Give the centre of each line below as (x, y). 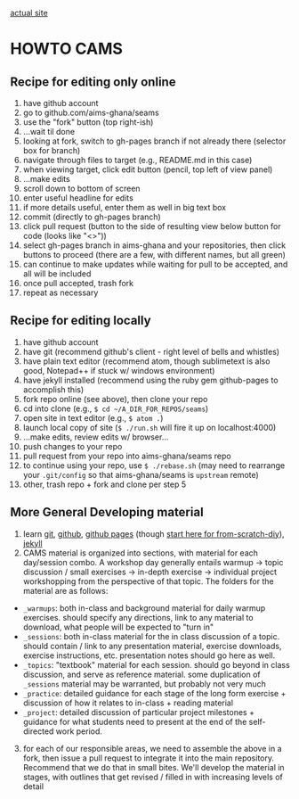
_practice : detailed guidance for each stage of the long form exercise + (154, 693)
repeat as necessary (61, 292)
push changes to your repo (73, 446)
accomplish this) (53, 389)
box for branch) (52, 150)
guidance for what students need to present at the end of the (135, 721)
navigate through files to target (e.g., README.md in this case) (137, 160)
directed (38, 731)
